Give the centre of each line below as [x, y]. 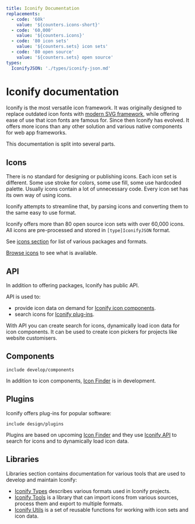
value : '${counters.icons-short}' [58, 25]
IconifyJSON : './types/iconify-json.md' [61, 68]
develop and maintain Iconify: [41, 480]
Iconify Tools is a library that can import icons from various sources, [96, 497]
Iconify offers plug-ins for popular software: [59, 413]
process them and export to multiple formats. [69, 504]
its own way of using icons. [39, 195]
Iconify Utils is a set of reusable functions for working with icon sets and [101, 509]
